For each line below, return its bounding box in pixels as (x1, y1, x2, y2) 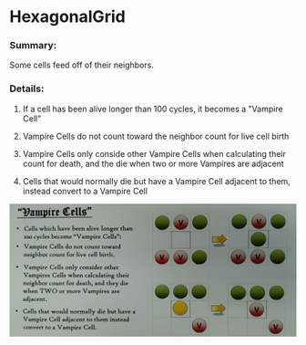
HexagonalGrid (9, 6, 126, 27)
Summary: (9, 39, 57, 52)
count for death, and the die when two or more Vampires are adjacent (22, 158, 284, 169)
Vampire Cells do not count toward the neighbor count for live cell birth (22, 131, 290, 141)
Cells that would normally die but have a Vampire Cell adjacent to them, (22, 175, 291, 186)
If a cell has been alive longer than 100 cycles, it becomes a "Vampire (22, 103, 284, 114)
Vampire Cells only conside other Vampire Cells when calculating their (22, 148, 287, 159)
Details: (9, 82, 45, 95)
